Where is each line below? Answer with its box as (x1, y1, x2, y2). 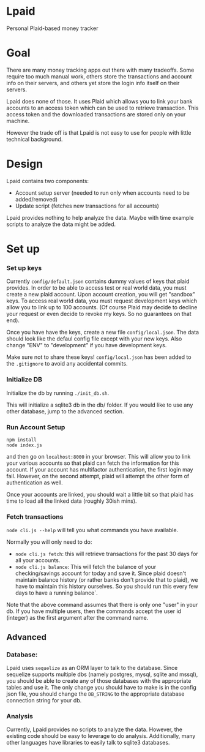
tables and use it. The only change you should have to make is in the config (6, 683, 197, 691)
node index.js (6, 442, 43, 448)
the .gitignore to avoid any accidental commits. (6, 360, 128, 367)
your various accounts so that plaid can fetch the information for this (6, 459, 179, 467)
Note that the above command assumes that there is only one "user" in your (6, 601, 198, 609)
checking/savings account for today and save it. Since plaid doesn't (15, 570, 187, 577)
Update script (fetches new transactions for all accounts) (15, 202, 159, 209)
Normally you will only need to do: (6, 538, 92, 546)
